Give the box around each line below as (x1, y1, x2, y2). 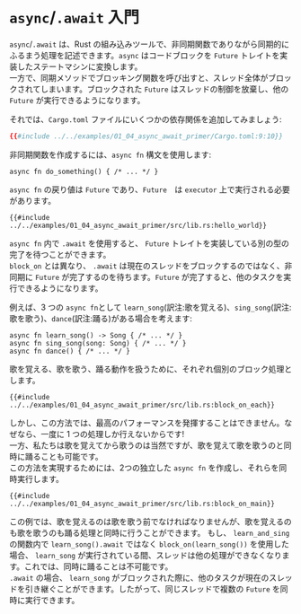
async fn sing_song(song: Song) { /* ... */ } (9, 338, 187, 347)
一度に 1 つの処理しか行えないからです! (40, 428, 185, 439)
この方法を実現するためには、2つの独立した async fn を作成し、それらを (9, 462, 279, 473)
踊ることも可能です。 (24, 451, 103, 461)
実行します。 (16, 473, 65, 484)
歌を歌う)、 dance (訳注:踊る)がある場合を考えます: (9, 312, 193, 323)
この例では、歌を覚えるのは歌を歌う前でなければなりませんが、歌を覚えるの (9, 516, 292, 527)
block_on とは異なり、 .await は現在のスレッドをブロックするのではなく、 (9, 260, 285, 271)
